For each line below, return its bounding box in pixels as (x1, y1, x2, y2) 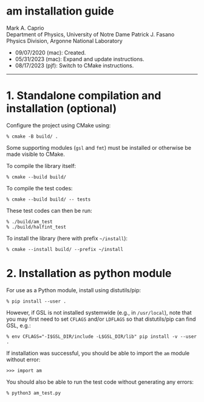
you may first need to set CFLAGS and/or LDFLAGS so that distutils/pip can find (6, 315, 196, 323)
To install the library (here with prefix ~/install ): (6, 235, 128, 242)
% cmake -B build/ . (6, 133, 59, 139)
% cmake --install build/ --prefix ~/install (6, 246, 123, 252)
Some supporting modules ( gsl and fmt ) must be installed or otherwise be (6, 144, 191, 151)
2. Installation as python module (6, 267, 172, 280)
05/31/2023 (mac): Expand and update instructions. (15, 55, 144, 62)
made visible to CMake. (6, 150, 65, 158)
